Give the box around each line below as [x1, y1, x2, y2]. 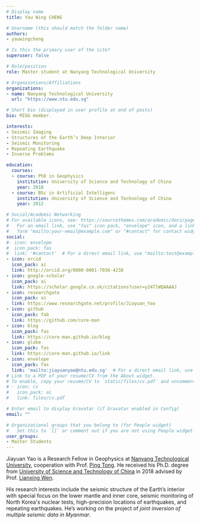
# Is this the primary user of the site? [6, 47, 111, 53]
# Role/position [6, 63, 46, 69]
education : [6, 162, 33, 168]
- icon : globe [6, 339, 42, 345]
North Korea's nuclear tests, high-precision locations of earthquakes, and [6, 498, 186, 505]
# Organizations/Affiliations [6, 79, 82, 85]
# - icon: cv [6, 384, 39, 390]
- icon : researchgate [6, 289, 60, 296]
